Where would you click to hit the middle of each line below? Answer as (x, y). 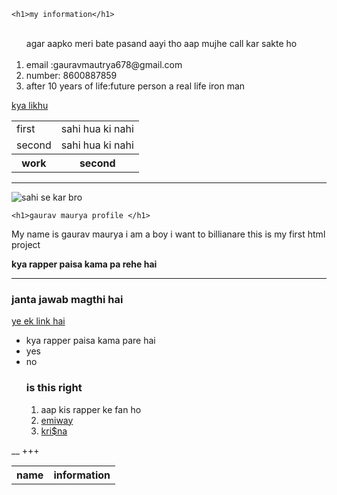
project (26, 244)
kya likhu (30, 105)
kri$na (54, 431)
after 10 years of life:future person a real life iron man (135, 86)
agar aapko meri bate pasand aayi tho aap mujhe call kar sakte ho (161, 43)
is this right (54, 388)
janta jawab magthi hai (67, 299)
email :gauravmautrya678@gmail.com (104, 64)
